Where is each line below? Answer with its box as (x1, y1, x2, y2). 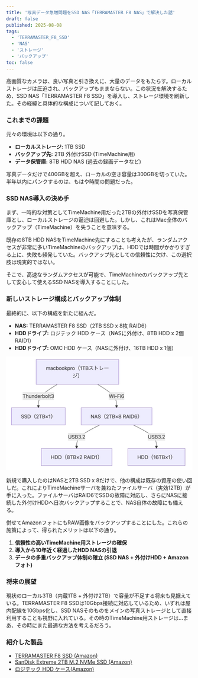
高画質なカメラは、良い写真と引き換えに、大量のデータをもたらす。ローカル (6, 77, 192, 84)
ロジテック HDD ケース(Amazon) (14, 665, 95, 673)
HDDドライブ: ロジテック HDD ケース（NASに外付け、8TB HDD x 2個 (14, 329, 184, 336)
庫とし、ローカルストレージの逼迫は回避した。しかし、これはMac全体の (6, 217, 183, 224)
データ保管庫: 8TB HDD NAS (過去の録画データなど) (14, 158, 142, 165)
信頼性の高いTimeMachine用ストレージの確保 (14, 539, 127, 546)
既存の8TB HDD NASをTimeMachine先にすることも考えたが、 (6, 236, 157, 243)
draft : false (6, 15, 38, 22)
